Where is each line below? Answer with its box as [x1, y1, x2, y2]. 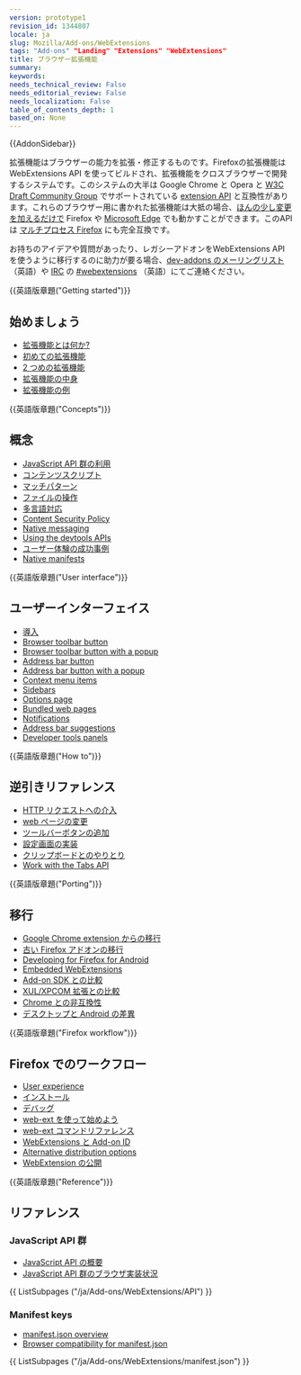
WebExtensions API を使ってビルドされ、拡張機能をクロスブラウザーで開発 [9, 168, 288, 179]
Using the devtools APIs [22, 532, 111, 543]
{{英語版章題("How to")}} [9, 750, 102, 761]
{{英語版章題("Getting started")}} [9, 285, 131, 296]
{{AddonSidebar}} [9, 139, 76, 149]
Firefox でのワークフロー [9, 1056, 147, 1072]
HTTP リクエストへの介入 [22, 804, 118, 815]
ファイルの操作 [22, 491, 78, 502]
